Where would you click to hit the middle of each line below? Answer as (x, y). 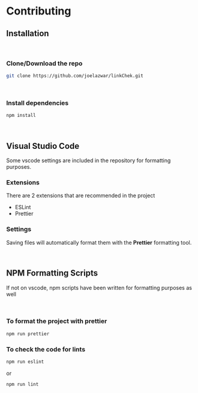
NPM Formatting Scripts (52, 273)
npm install (21, 116)
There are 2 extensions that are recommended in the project (81, 196)
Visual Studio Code (43, 146)
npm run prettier (28, 334)
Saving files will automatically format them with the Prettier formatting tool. (99, 242)
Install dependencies (37, 103)
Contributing (39, 11)
